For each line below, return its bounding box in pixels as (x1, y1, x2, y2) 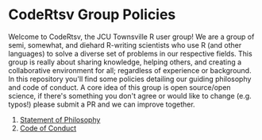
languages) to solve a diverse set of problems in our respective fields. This (8, 49, 252, 58)
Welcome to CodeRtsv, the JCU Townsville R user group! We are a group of (8, 32, 255, 41)
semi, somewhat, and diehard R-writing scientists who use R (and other (8, 40, 242, 49)
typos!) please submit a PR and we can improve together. (8, 99, 196, 109)
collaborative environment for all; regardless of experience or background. (8, 65, 252, 75)
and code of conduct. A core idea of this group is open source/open (8, 82, 232, 92)
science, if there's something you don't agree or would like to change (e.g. (8, 91, 252, 100)
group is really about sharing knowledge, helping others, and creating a (8, 57, 242, 67)
